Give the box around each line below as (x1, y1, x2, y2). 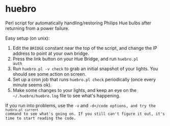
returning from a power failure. (5, 25, 70, 31)
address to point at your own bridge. (12, 50, 90, 56)
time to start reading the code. (5, 115, 76, 121)
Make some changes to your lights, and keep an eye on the (12, 87, 137, 93)
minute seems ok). (12, 82, 52, 88)
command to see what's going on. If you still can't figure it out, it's (5, 111, 165, 116)
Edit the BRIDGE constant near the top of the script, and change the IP (12, 45, 158, 51)
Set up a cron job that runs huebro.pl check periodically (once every (12, 76, 156, 82)
